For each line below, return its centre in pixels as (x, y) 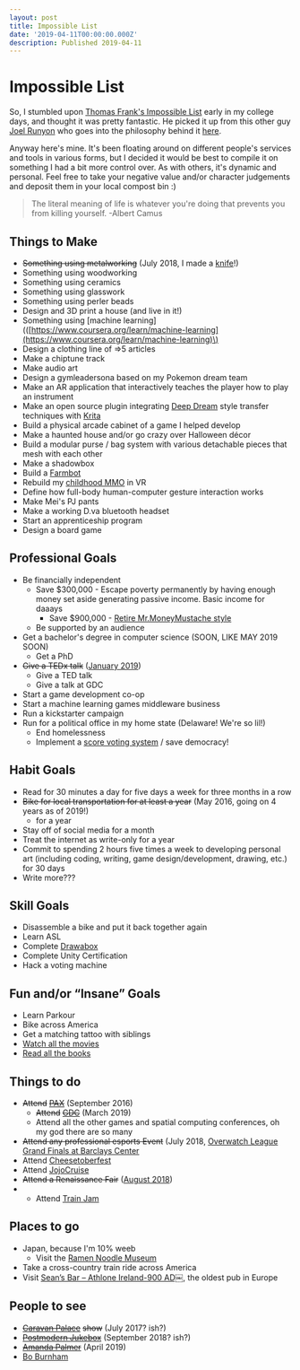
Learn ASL (42, 937)
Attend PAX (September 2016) (77, 1104)
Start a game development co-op (83, 694)
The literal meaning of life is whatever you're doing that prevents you (158, 204)
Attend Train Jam (68, 1199)
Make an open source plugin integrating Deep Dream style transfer (146, 406)
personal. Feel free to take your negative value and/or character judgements (150, 177)
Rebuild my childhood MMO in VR (84, 482)
